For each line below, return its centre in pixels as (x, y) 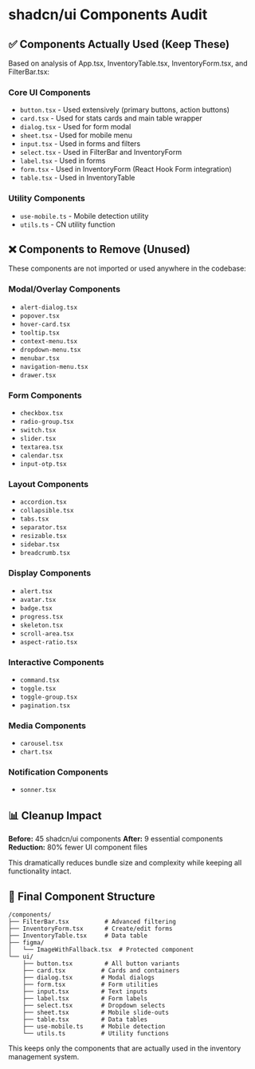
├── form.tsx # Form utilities (90, 985)
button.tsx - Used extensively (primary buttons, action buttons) (124, 110)
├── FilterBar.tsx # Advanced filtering (92, 922)
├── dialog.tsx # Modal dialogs (89, 978)
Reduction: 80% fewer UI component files (78, 847)
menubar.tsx (39, 358)
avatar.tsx (38, 600)
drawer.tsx (38, 375)
